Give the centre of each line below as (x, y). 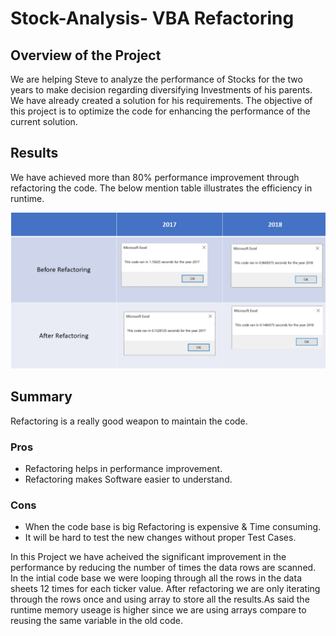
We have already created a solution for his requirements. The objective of (161, 100)
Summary (41, 397)
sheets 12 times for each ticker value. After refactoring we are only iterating (165, 589)
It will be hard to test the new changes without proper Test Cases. (160, 538)
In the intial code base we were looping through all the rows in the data (156, 578)
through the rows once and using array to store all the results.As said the (160, 599)
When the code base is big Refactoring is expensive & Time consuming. (173, 527)
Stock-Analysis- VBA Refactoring (152, 18)
